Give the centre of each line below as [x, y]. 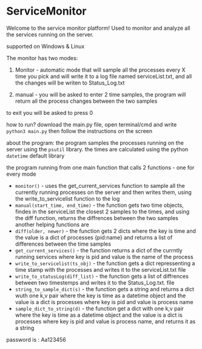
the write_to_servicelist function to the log [67, 198]
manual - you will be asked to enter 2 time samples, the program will [100, 94]
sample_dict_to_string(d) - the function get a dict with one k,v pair [99, 308]
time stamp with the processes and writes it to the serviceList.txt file [100, 269]
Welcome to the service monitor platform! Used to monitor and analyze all [98, 28]
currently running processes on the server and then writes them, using [103, 192]
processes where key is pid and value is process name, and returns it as [105, 321]
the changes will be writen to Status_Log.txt [70, 83]
